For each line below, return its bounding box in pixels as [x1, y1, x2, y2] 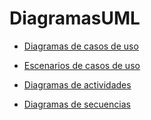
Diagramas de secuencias [23, 98, 131, 110]
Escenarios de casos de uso [23, 59, 141, 71]
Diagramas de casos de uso [23, 40, 139, 52]
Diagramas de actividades [23, 78, 132, 91]
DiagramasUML [9, 7, 141, 30]
